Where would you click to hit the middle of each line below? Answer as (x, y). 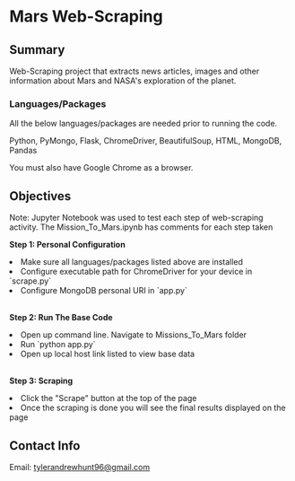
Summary (37, 50)
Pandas (23, 151)
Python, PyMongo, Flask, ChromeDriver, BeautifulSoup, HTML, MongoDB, (146, 141)
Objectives (40, 196)
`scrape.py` (30, 281)
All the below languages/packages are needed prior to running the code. (143, 124)
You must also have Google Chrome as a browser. (101, 168)
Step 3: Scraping (41, 381)
